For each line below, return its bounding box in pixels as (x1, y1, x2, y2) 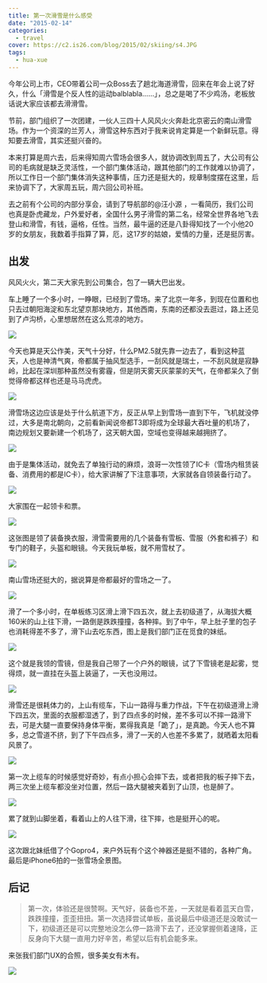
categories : (8, 26, 48, 34)
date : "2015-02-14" (8, 19, 73, 27)
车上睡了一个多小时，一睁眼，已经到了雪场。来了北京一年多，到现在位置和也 (8, 294, 259, 303)
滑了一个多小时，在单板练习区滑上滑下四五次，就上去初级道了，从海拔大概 (8, 607, 252, 616)
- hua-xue (15, 57, 48, 64)
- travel (15, 33, 44, 42)
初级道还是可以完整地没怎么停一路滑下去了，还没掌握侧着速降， (41, 923, 251, 933)
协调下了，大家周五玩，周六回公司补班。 (14, 182, 148, 192)
